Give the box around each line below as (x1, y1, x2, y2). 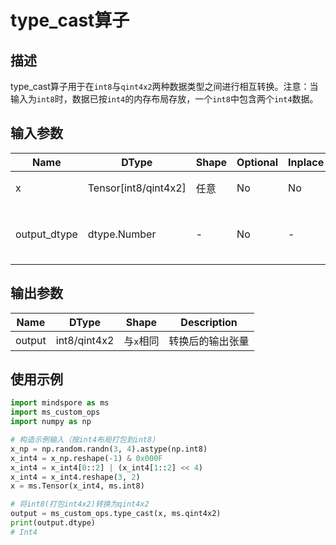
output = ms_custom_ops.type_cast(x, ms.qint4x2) (10, 509, 222, 519)
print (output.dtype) (10, 518, 97, 528)
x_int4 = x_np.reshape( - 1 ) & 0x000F (10, 453, 163, 463)
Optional (236, 155, 279, 169)
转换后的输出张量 (168, 334, 250, 348)
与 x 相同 (123, 334, 160, 348)
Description (180, 315, 238, 329)
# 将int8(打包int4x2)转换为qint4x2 (10, 499, 150, 510)
